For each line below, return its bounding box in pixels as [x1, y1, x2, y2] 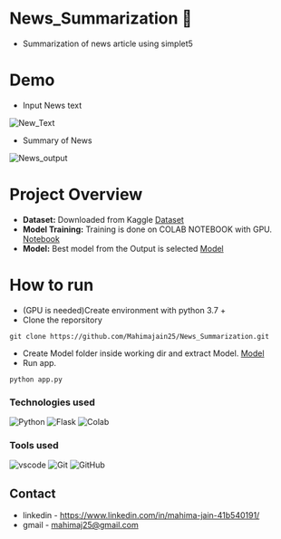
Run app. [22, 357, 57, 368]
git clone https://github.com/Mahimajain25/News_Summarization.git [9, 332, 270, 341]
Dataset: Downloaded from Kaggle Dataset [22, 214, 184, 225]
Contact [9, 486, 56, 501]
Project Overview [9, 185, 143, 205]
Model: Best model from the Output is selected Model [22, 243, 224, 254]
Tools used [9, 438, 59, 451]
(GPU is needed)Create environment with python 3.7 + [22, 304, 227, 315]
